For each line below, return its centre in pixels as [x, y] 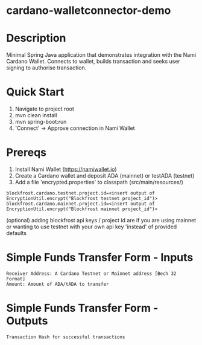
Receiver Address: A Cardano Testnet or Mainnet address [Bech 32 [91, 273]
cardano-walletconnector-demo [89, 11]
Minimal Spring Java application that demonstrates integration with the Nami [101, 55]
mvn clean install [36, 115]
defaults [17, 233]
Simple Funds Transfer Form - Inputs [100, 258]
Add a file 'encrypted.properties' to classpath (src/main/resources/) [99, 182]
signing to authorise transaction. [46, 68]
